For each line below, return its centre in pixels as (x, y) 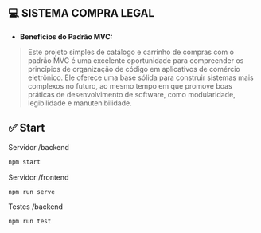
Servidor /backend (39, 147)
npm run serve (32, 192)
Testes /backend (36, 207)
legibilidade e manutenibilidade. (80, 103)
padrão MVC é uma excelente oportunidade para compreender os (136, 60)
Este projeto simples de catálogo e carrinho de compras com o (131, 52)
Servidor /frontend (39, 177)
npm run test (30, 222)
